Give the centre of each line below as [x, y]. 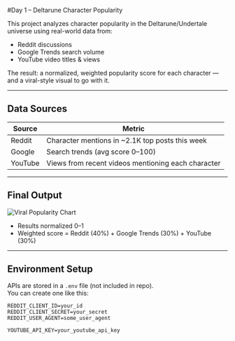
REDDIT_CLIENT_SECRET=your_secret [58, 312]
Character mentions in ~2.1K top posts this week [127, 140]
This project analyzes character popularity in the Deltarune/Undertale [107, 23]
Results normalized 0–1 [50, 226]
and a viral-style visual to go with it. [58, 80]
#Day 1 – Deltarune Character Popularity [65, 10]
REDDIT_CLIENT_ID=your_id [45, 306]
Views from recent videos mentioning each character [134, 163]
